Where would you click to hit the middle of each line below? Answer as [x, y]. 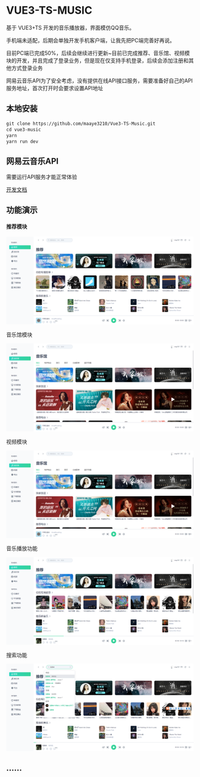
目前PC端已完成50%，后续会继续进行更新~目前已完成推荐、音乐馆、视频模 [98, 53]
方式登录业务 [27, 68]
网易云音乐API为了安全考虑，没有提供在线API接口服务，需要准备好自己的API [100, 81]
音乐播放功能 [22, 548]
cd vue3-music [24, 129]
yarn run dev [22, 141]
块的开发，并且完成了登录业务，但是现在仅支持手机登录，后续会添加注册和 [97, 60]
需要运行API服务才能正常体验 [42, 177]
